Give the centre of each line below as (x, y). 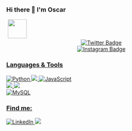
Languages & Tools (35, 65)
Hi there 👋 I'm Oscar (36, 10)
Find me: (19, 108)
